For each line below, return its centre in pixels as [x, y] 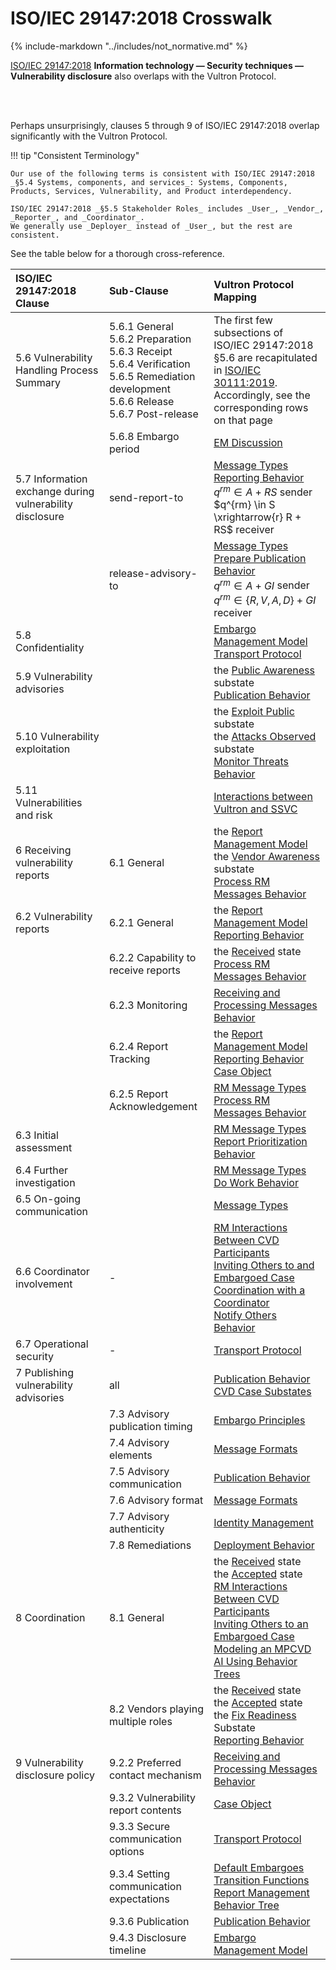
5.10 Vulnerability [57, 736]
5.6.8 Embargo [144, 436]
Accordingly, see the [262, 395]
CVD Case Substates [262, 1391]
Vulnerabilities [49, 802]
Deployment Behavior [264, 1545]
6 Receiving [43, 850]
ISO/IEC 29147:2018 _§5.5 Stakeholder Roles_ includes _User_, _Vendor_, [167, 208]
